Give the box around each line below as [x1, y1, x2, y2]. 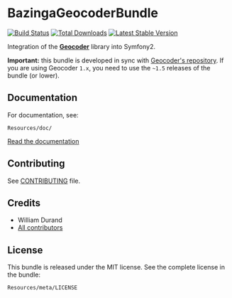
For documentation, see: [7, 110, 79, 119]
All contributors [17, 223, 63, 232]
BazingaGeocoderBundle [7, 5, 158, 21]
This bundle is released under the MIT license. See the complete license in [7, 263, 226, 272]
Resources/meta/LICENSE [7, 284, 78, 292]
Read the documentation [7, 137, 79, 145]
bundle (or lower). [7, 71, 60, 80]
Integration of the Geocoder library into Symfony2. [7, 42, 156, 50]
